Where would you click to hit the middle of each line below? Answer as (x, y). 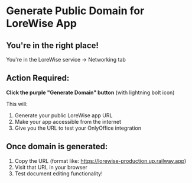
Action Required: (38, 78)
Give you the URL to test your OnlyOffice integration (78, 128)
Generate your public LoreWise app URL (64, 115)
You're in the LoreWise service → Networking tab (66, 60)
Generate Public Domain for (75, 11)
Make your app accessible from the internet (68, 121)
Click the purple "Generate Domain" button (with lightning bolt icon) (90, 92)
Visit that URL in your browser (51, 167)
